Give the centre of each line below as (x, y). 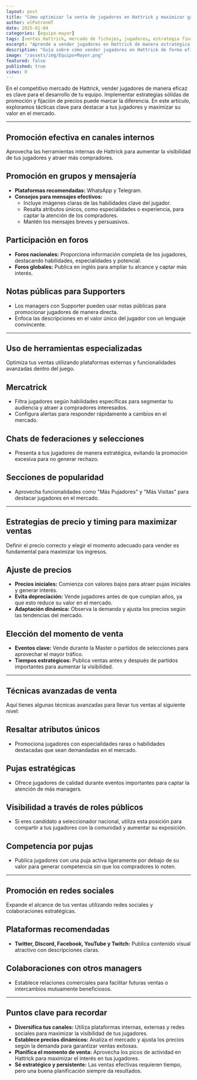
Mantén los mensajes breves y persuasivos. (76, 222)
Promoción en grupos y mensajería (71, 176)
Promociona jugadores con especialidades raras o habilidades (90, 744)
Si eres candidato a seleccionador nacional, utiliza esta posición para (98, 821)
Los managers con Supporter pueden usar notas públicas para (90, 306)
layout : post (22, 11)
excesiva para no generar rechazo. (57, 459)
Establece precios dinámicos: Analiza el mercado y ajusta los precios (99, 1039)
